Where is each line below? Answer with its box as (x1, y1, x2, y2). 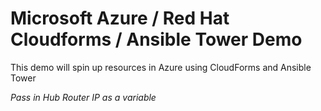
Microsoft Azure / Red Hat (10, 7, 230, 30)
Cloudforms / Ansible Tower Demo (10, 28, 303, 51)
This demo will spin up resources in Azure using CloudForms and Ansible (10, 61, 312, 73)
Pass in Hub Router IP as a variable (10, 91, 157, 103)
